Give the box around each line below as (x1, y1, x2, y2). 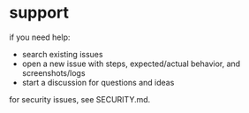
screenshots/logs (21, 67, 86, 78)
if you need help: (9, 32, 71, 42)
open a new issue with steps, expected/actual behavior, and (21, 58, 241, 69)
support (9, 3, 69, 23)
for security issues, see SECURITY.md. (9, 94, 151, 104)
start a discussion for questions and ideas (21, 77, 175, 87)
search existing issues (21, 49, 103, 59)
